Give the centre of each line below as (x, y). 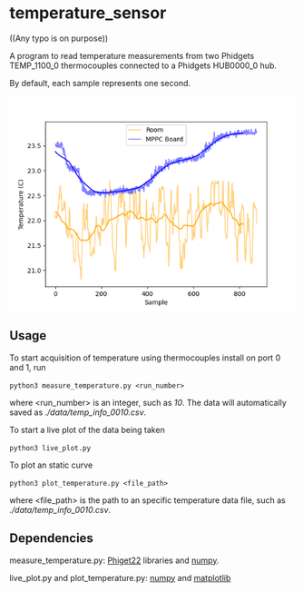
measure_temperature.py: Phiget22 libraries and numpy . (114, 560)
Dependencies (51, 538)
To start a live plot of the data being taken (87, 429)
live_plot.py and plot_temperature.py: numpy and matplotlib (120, 577)
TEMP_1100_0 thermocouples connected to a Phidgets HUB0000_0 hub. (143, 65)
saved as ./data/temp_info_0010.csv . (78, 412)
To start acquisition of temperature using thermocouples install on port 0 (145, 358)
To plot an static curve (51, 465)
